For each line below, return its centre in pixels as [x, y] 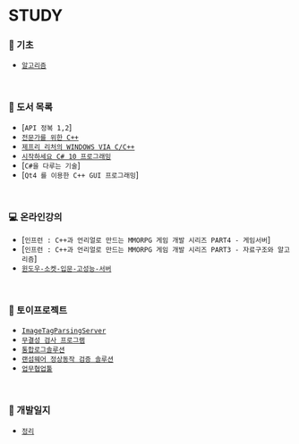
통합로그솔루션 [43, 350]
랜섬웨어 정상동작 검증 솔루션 [67, 360]
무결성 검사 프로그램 [53, 340]
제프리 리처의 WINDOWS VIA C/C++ [78, 147]
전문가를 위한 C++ [50, 138]
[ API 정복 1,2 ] [47, 127]
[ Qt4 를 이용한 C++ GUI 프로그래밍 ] [80, 174]
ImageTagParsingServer [64, 331]
